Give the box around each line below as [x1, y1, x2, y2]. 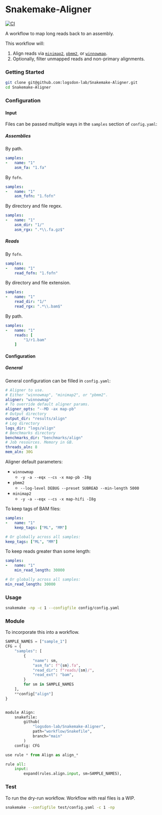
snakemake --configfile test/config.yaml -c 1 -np [5, 805, 115, 810]
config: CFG [14, 743, 40, 748]
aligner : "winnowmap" [5, 397, 51, 402]
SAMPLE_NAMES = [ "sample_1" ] [5, 639, 67, 644]
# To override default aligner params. [5, 402, 90, 407]
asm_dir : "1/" [14, 223, 44, 228]
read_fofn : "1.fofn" [14, 270, 58, 276]
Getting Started [5, 68, 44, 75]
